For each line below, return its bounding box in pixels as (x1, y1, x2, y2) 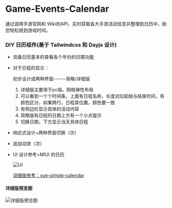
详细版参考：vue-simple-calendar (12, 173, 85, 179)
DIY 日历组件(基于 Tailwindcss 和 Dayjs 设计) (5, 41, 117, 48)
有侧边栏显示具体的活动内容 (20, 106, 80, 112)
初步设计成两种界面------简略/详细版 (12, 75, 90, 82)
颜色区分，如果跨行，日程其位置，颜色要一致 (20, 100, 116, 106)
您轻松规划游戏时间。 (5, 27, 50, 33)
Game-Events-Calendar (5, 3, 109, 15)
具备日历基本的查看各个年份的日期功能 (12, 54, 94, 60)
